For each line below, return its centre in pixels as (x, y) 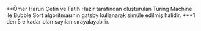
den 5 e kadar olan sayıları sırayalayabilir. (58, 22)
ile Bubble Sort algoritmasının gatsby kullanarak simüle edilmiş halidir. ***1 (101, 15)
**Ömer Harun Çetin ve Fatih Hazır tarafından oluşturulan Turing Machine (99, 9)
